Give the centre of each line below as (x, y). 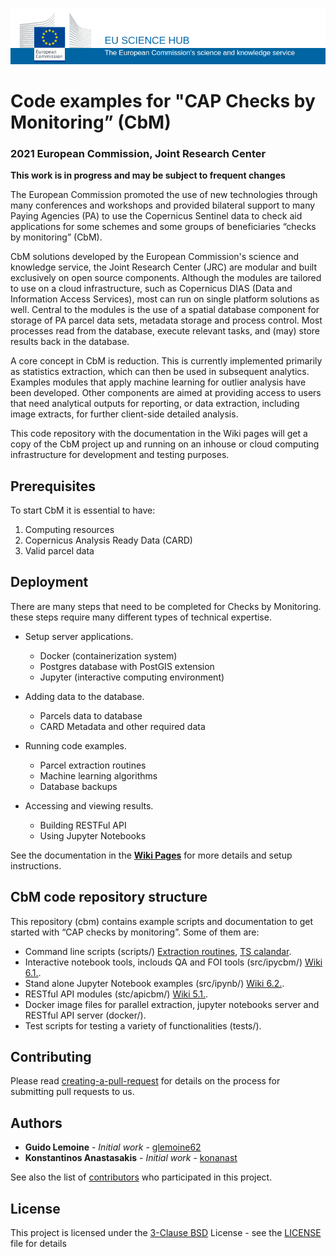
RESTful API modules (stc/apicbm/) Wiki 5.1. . (116, 994)
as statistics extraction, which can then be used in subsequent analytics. (160, 372)
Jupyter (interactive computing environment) (132, 677)
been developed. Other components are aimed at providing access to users (166, 393)
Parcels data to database (91, 715)
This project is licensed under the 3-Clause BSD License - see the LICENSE (166, 1233)
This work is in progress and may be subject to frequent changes (148, 175)
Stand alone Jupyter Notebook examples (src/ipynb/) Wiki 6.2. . (154, 983)
